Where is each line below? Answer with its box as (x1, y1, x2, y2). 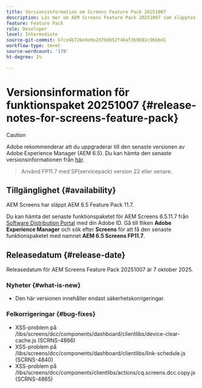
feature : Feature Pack (6, 20, 64, 26)
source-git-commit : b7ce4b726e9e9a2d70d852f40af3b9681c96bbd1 (6, 37, 166, 43)
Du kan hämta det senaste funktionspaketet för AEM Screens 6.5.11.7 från (6, 213, 189, 220)
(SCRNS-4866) (37, 336, 76, 344)
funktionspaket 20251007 (6, 98, 139, 112)
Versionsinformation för (6, 85, 130, 99)
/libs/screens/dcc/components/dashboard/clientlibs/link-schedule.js (15, 349, 186, 356)
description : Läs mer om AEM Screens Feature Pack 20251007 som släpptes (6, 15, 197, 21)
